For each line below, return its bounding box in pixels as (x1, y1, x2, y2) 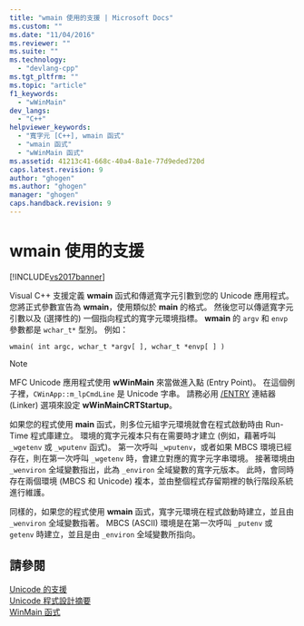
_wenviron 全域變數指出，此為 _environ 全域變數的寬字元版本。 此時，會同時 (9, 464, 295, 474)
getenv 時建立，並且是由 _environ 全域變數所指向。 (9, 528, 201, 540)
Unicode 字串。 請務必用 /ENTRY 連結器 (126, 387, 277, 399)
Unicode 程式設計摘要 (9, 595, 92, 606)
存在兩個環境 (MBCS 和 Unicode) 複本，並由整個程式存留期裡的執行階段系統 (9, 475, 294, 486)
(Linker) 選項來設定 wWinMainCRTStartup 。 (9, 399, 178, 410)
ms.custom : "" (9, 22, 64, 31)
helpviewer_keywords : (9, 123, 92, 132)
